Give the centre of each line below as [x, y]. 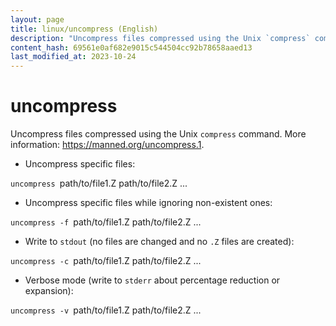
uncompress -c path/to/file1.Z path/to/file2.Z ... [106, 261]
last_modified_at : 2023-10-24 [73, 57]
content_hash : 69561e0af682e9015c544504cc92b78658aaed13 [131, 47]
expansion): [49, 291]
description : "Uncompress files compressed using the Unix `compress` [160, 38]
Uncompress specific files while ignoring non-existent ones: [148, 203]
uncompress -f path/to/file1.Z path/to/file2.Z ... [106, 222]
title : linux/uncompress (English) [84, 29]
